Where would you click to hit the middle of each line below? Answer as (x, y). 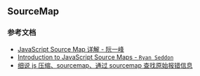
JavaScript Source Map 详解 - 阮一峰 (71, 49)
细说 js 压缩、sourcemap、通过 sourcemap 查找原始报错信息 (105, 65)
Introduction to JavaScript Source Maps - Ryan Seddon (95, 57)
